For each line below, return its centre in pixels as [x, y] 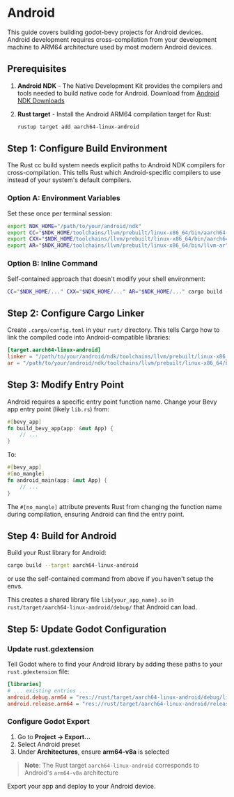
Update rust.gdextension [50, 648]
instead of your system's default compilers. [70, 180]
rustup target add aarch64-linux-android [78, 127]
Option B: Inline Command [53, 264]
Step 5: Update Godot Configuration [87, 629]
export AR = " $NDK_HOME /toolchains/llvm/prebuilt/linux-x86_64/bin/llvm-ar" [118, 245]
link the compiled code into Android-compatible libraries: [89, 337]
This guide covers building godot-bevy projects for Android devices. [105, 32]
